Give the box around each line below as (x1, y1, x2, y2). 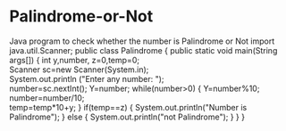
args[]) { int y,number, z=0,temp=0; (9, 54, 140, 65)
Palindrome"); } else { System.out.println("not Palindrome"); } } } (9, 111, 246, 122)
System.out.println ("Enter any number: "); (9, 73, 164, 84)
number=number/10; (9, 92, 85, 103)
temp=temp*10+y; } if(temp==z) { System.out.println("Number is (9, 102, 248, 112)
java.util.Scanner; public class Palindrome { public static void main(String (9, 45, 278, 55)
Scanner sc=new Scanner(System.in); (9, 64, 149, 75)
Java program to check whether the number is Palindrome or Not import (9, 36, 275, 46)
